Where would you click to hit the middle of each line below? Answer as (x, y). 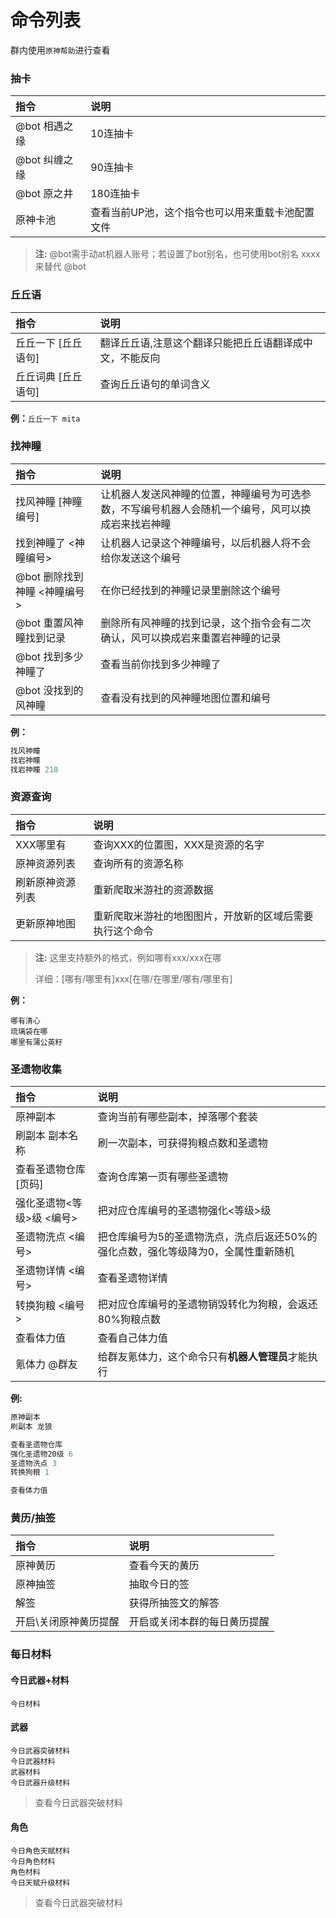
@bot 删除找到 (49, 576)
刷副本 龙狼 (31, 1426)
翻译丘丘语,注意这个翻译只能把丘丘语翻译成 (201, 343)
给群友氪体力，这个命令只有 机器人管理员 (192, 1357)
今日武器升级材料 (40, 1782)
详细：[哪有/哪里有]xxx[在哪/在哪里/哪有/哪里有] (133, 978)
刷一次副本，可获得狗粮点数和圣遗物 (182, 1143)
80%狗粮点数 (129, 1319)
